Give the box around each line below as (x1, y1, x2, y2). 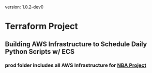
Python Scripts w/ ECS (5, 48, 75, 56)
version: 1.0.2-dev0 (5, 4, 44, 10)
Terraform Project (5, 21, 78, 32)
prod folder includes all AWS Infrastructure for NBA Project (5, 62, 147, 69)
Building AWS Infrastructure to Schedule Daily (5, 40, 147, 48)
